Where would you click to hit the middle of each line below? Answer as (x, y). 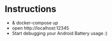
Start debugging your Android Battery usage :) (60, 33)
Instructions (30, 9)
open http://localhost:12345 (40, 28)
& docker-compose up (35, 23)
